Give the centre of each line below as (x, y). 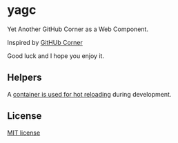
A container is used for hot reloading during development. (89, 94)
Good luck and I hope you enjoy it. (56, 56)
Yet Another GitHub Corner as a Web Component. (78, 29)
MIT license (24, 133)
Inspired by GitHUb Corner (45, 42)
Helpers (24, 78)
